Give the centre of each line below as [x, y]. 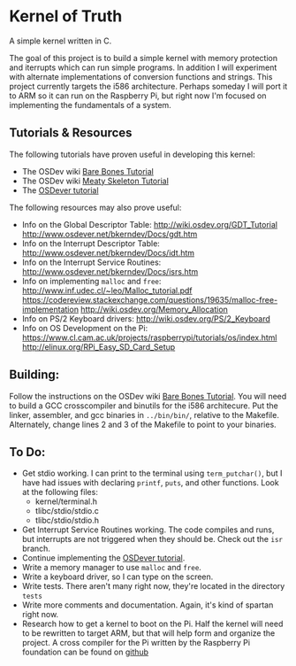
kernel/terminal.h [66, 501]
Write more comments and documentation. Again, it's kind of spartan [148, 605]
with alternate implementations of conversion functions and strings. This [141, 76]
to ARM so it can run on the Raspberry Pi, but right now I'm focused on [138, 96]
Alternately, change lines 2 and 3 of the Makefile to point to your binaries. [143, 424]
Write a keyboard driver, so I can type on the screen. [118, 577]
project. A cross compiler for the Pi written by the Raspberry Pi [136, 643]
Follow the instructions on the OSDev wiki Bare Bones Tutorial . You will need [148, 396]
